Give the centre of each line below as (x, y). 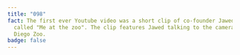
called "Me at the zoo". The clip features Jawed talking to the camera (124, 27)
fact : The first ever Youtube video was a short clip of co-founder (111, 21)
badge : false (27, 41)
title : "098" (27, 14)
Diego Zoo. (30, 34)
